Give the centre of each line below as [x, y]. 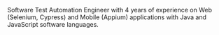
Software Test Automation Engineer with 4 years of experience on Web [109, 10]
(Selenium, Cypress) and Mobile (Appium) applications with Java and [107, 17]
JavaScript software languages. [53, 24]
